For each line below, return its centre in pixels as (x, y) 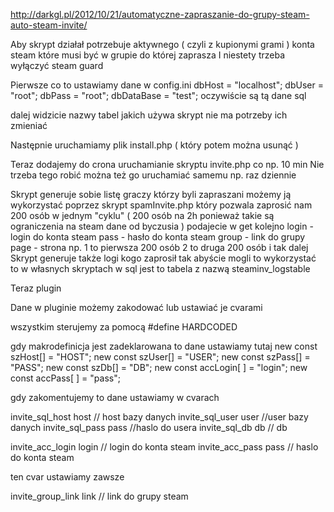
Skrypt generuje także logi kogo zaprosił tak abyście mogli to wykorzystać (163, 258)
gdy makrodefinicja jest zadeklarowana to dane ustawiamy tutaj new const (164, 346)
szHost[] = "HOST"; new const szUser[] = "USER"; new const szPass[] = (160, 357)
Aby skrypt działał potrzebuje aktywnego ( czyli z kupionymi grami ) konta (162, 44)
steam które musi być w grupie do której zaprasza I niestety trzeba (147, 55)
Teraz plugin (36, 288)
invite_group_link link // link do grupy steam (99, 496)
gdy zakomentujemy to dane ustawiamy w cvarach (115, 397)
